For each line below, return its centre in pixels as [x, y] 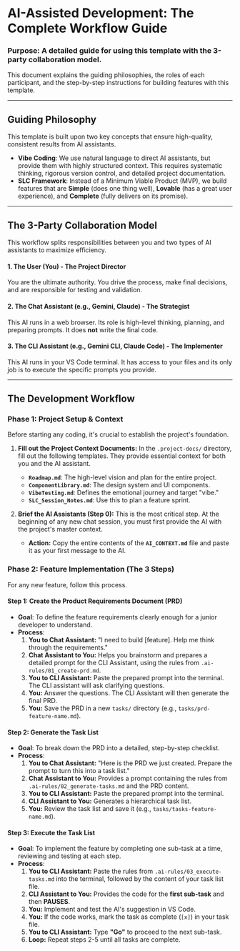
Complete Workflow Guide [87, 28]
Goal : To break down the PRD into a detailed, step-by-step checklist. [119, 748]
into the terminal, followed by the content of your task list [140, 879]
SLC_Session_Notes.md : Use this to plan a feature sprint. [109, 500]
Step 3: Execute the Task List [51, 832]
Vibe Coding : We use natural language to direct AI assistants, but [114, 158]
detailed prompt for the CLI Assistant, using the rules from [114, 662]
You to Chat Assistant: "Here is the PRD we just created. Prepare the [130, 763]
